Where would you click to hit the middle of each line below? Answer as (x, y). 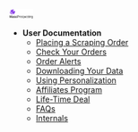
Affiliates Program (69, 90)
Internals (52, 119)
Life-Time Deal (63, 99)
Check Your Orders (71, 52)
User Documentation (62, 33)
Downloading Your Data (79, 71)
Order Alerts (58, 62)
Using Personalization (76, 80)
